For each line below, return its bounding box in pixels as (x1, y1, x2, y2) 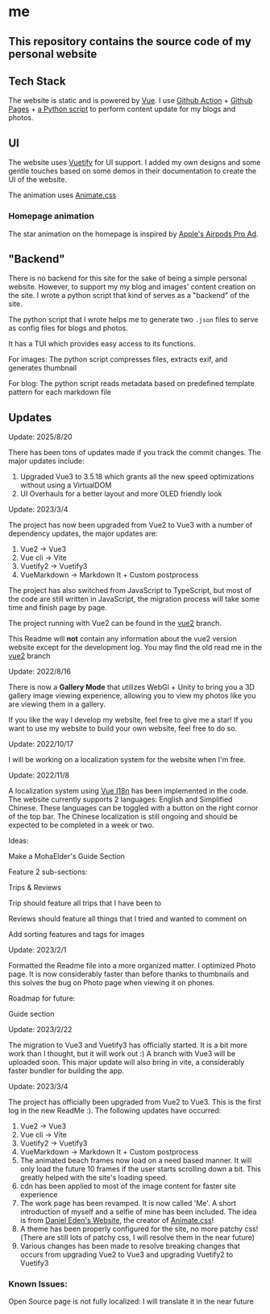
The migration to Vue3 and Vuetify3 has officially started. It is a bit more (8, 1040, 248, 1050)
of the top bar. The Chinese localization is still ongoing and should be (8, 812, 238, 822)
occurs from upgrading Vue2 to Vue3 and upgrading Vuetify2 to (19, 1250, 234, 1259)
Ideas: (8, 836, 29, 846)
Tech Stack (8, 74, 66, 88)
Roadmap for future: (8, 993, 76, 1003)
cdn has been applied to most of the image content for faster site (19, 1181, 236, 1191)
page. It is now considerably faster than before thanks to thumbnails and (8, 969, 250, 979)
